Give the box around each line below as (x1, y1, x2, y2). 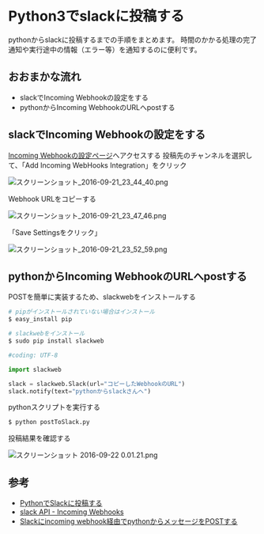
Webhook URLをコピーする (8, 194, 96, 203)
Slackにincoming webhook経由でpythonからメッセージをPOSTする (19, 517, 239, 526)
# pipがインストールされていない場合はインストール (8, 308, 156, 316)
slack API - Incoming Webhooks (19, 507, 124, 517)
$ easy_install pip (8, 316, 73, 324)
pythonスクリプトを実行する (8, 403, 100, 412)
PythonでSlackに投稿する (19, 498, 103, 508)
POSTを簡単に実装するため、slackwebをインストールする (8, 292, 196, 301)
